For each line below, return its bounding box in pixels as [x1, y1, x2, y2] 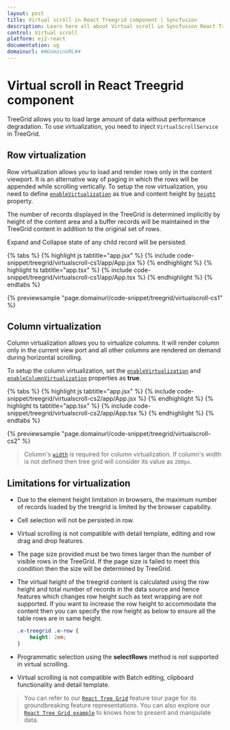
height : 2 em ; [29, 634, 67, 641]
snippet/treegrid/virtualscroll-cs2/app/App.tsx [7, 409, 137, 417]
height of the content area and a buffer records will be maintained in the [7, 217, 210, 226]
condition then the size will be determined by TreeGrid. [16, 565, 172, 573]
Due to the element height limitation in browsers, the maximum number [16, 496, 218, 504]
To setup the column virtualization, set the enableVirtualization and [7, 367, 201, 375]
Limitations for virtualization [7, 477, 131, 489]
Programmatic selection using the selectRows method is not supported [16, 653, 219, 661]
